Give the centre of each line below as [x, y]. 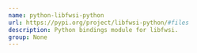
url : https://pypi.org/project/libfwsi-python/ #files [99, 23]
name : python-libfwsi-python [56, 15]
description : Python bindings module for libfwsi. [93, 30]
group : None [28, 37]
